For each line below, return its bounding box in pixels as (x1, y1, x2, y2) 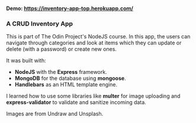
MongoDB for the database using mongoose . (14, 75, 126, 82)
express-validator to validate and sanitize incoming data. (6, 98, 146, 106)
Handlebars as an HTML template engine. (14, 80, 117, 88)
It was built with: (6, 57, 46, 64)
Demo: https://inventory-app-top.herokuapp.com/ (6, 5, 133, 12)
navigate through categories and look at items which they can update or (6, 39, 182, 46)
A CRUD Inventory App (6, 20, 73, 28)
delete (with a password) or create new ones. (6, 45, 117, 53)
